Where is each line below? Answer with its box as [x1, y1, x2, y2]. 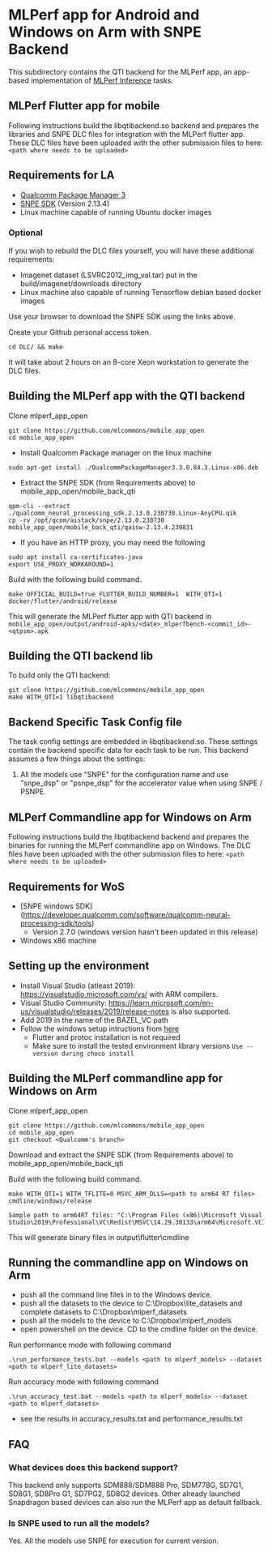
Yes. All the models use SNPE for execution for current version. [8, 1536, 219, 1546]
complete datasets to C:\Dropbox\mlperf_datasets [19, 1307, 188, 1317]
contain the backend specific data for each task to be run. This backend [8, 746, 249, 755]
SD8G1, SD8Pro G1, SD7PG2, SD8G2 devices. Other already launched [8, 1489, 240, 1499]
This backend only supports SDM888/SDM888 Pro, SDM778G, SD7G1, [8, 1481, 244, 1490]
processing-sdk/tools [19, 918, 92, 928]
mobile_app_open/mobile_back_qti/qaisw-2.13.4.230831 [8, 523, 194, 532]
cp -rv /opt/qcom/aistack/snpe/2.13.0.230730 [8, 516, 164, 524]
